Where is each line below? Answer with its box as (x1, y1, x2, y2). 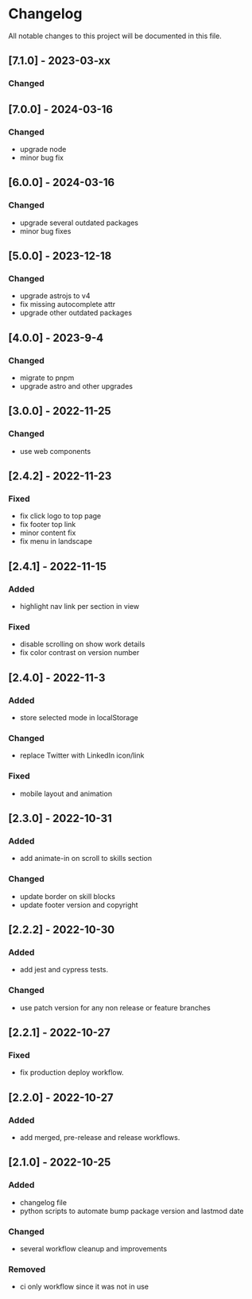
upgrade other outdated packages (19, 308, 133, 318)
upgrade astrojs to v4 (19, 291, 91, 301)
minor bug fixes (19, 226, 72, 235)
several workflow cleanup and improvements (19, 1243, 168, 1253)
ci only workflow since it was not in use (19, 1282, 149, 1292)
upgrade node (19, 144, 67, 153)
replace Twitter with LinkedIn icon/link (19, 750, 145, 760)
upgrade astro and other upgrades (19, 382, 134, 390)
